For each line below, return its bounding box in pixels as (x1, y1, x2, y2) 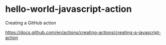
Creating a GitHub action (5, 20, 57, 26)
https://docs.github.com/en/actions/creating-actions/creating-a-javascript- (5, 29, 161, 35)
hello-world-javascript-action (5, 3, 132, 15)
